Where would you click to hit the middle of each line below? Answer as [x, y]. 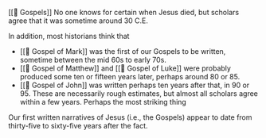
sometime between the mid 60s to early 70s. [93, 60]
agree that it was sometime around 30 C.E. [78, 21]
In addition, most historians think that [69, 36]
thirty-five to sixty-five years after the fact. [78, 126]
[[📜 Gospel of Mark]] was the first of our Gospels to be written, [123, 51]
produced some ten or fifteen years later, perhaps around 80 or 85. [130, 77]
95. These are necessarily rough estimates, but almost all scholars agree [139, 94]
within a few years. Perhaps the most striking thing [103, 102]
